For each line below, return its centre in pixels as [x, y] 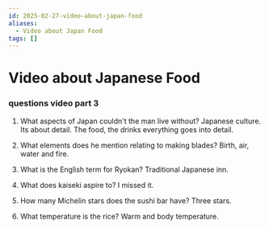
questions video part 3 [54, 103]
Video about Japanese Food [104, 78]
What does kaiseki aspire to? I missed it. [87, 185]
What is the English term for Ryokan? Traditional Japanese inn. [124, 169]
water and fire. [44, 153]
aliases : [23, 23]
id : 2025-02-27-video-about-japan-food [76, 16]
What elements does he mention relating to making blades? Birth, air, [134, 145]
